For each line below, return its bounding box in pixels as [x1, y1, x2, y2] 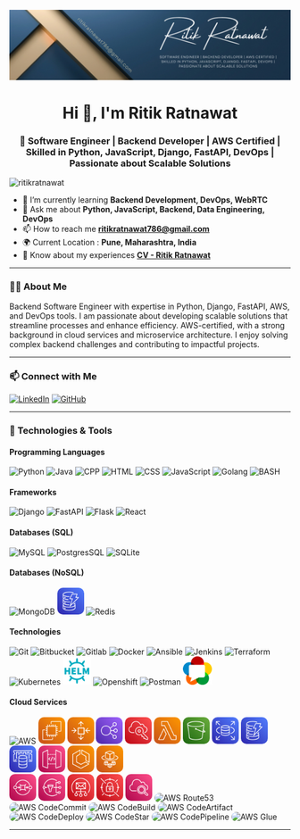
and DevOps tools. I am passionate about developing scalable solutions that [9, 310, 288, 321]
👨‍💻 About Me [9, 280, 67, 293]
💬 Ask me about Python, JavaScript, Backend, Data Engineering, [21, 204, 265, 215]
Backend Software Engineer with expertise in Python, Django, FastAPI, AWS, [9, 301, 290, 312]
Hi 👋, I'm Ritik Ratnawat [62, 104, 238, 123]
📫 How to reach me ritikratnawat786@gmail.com [21, 224, 210, 235]
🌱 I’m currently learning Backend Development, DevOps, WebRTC [21, 195, 268, 205]
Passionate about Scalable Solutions [69, 157, 231, 170]
